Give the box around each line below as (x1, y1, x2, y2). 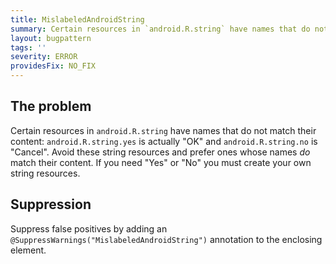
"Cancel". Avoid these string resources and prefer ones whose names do (10, 146, 311, 158)
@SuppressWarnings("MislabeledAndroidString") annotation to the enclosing (10, 233, 323, 245)
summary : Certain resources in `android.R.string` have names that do (10, 24, 311, 34)
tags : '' (10, 42, 47, 53)
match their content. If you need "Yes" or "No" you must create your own (10, 156, 312, 168)
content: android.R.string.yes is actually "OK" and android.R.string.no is (10, 135, 318, 147)
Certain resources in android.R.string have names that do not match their (10, 124, 317, 136)
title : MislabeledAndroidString (10, 14, 145, 25)
